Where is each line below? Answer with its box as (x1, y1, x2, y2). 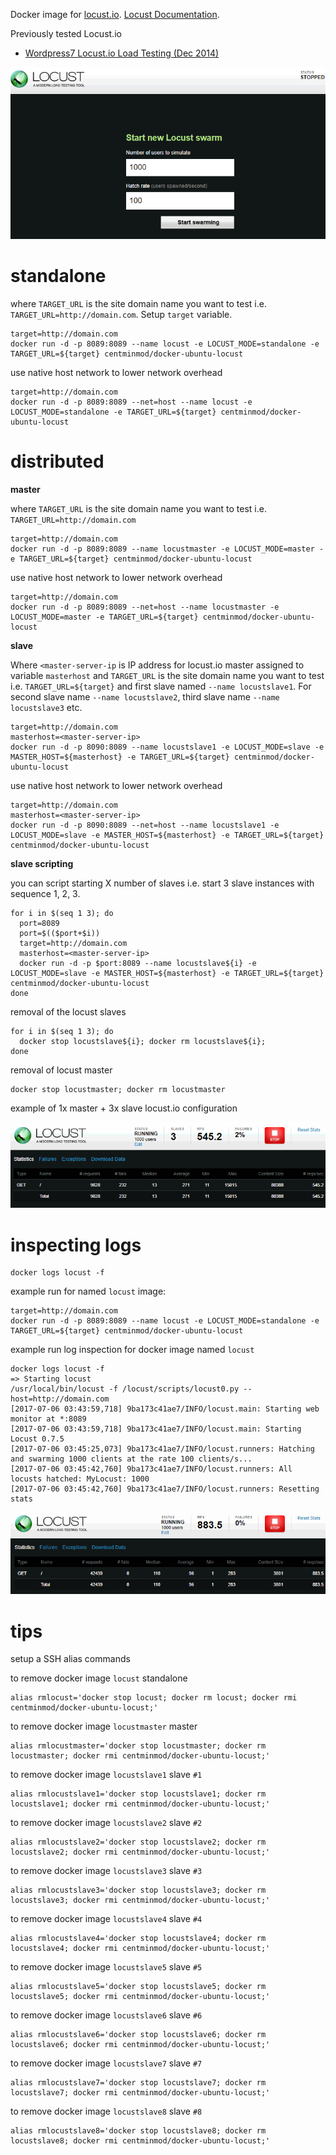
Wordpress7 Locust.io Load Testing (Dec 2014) (24, 47, 220, 59)
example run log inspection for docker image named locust (10, 1344, 255, 1356)
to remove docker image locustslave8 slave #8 (10, 2105, 203, 2118)
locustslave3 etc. (10, 702, 83, 714)
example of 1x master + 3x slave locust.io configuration (10, 1102, 238, 1114)
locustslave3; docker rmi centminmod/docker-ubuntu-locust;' (10, 1895, 271, 1906)
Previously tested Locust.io (10, 28, 122, 39)
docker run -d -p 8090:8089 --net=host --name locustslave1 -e (10, 820, 280, 831)
